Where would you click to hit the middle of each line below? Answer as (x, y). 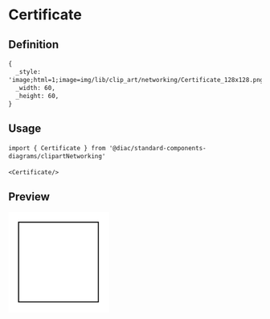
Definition (33, 45)
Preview (29, 197)
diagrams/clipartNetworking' (57, 156)
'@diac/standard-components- (157, 148)
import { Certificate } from (57, 148)
